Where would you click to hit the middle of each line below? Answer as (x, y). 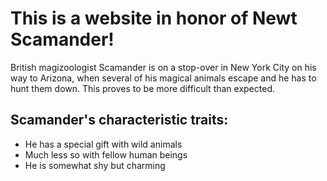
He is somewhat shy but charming (95, 165)
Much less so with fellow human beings (106, 154)
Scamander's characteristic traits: (119, 120)
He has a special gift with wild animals (103, 144)
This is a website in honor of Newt (154, 18)
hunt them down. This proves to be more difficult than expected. (142, 88)
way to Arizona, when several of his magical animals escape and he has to (163, 78)
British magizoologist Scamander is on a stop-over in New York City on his (163, 67)
